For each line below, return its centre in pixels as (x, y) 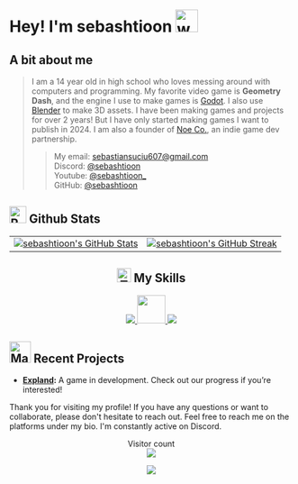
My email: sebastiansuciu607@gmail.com (131, 156)
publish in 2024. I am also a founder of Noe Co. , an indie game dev (155, 129)
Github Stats (64, 219)
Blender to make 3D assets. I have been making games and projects (158, 110)
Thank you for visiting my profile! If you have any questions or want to (139, 407)
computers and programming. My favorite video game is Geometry (156, 91)
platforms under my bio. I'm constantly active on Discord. (116, 426)
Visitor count (151, 444)
